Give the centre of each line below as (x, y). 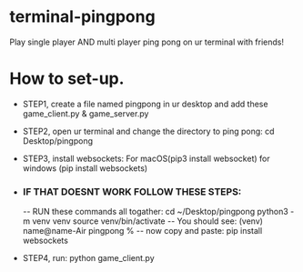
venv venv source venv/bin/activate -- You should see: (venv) (147, 221)
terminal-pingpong (83, 17)
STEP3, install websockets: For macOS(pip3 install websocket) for (146, 158)
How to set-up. (67, 79)
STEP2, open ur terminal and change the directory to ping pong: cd (148, 131)
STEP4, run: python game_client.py (88, 258)
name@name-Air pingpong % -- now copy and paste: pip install (142, 231)
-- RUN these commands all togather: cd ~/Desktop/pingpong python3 (155, 212)
